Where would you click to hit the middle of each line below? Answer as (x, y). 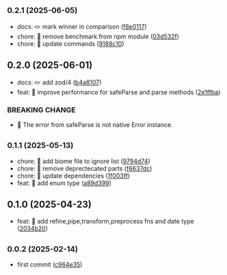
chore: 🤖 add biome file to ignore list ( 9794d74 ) (83, 161)
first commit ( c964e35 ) (50, 265)
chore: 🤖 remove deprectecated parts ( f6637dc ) (84, 168)
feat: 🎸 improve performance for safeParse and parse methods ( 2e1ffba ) (119, 92)
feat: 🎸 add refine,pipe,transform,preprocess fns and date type (106, 221)
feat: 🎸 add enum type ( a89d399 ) (64, 183)
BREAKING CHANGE (41, 110)
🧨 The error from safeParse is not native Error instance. (95, 124)
